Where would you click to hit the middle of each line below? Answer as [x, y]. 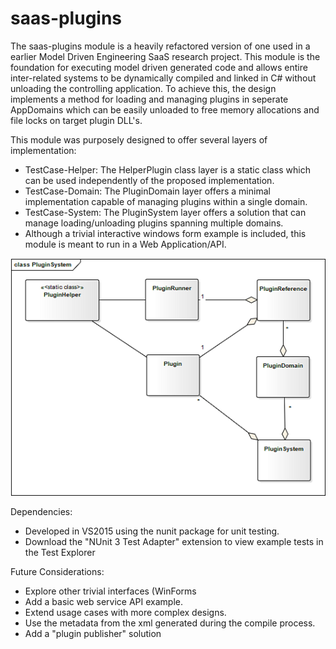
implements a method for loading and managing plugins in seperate [149, 99]
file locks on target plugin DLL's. [76, 120]
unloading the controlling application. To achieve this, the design [143, 88]
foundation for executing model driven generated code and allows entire [159, 67]
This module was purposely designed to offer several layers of [139, 139]
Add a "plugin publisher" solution [93, 634]
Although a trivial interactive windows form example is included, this [165, 233]
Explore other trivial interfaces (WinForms [110, 591]
